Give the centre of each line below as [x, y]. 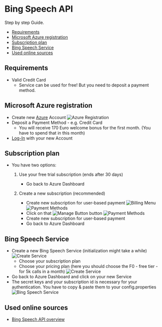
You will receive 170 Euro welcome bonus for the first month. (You [85, 127]
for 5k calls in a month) [42, 271]
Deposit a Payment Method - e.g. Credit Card [57, 123]
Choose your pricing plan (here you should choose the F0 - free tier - [88, 266]
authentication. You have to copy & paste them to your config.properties [84, 287]
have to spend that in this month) [52, 133]
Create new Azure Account [39, 117]
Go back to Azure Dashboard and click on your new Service [72, 277]
